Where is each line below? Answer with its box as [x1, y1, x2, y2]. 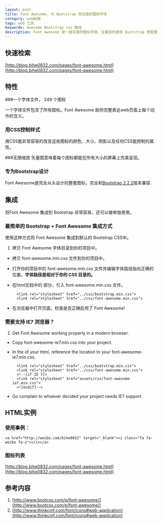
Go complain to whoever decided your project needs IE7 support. [12, 393, 143, 399]
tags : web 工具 [5, 20, 34, 26]
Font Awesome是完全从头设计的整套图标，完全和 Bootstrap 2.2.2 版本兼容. [5, 180, 152, 186]
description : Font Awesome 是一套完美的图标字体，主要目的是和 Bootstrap [5, 30, 145, 35]
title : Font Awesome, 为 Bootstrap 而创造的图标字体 [5, 12, 108, 17]
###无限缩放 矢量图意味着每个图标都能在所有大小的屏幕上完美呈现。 [5, 154, 142, 161]
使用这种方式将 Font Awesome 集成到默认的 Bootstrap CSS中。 [5, 234, 131, 241]
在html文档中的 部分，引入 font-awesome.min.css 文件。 [12, 282, 126, 288]
